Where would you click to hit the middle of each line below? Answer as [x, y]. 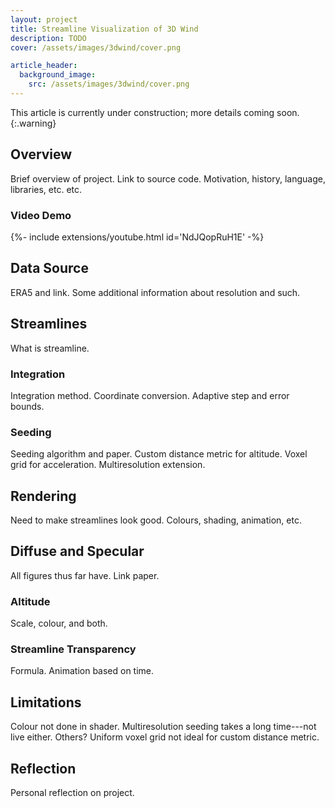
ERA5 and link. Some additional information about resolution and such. [155, 292]
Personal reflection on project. [72, 793]
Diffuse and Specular [77, 551]
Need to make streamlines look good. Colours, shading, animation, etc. [156, 520]
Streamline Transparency [73, 649]
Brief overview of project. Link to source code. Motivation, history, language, [168, 178]
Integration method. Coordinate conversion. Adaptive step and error [150, 395]
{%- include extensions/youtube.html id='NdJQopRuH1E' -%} [137, 237]
